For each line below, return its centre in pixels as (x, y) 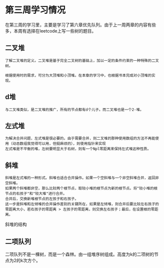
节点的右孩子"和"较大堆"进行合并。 (36, 194)
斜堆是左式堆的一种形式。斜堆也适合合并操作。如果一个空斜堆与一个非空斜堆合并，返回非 (82, 178)
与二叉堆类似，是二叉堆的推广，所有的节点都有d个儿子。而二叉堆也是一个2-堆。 (74, 110)
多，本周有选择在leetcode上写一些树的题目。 (51, 31)
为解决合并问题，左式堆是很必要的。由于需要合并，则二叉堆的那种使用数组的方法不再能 (80, 139)
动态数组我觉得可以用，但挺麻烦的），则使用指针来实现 (59, 144)
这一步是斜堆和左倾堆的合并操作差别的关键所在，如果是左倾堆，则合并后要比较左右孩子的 (82, 204)
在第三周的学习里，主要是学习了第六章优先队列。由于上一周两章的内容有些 (81, 25)
